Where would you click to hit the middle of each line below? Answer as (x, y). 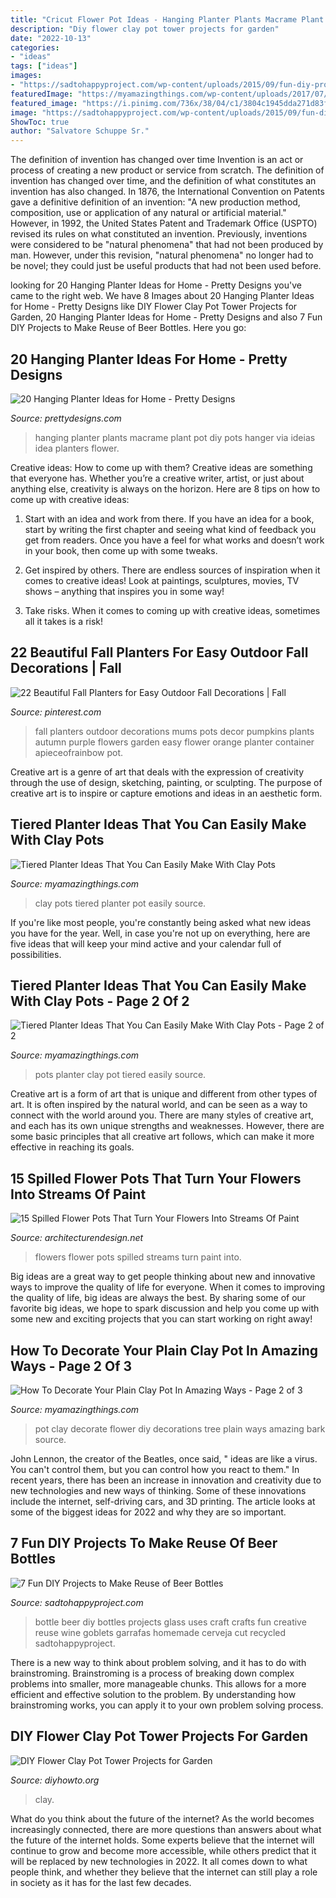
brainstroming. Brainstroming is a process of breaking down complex (152, 1673)
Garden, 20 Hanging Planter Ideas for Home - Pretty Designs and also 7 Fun (166, 317)
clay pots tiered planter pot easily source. (120, 903)
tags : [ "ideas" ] (44, 66)
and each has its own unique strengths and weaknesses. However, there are (167, 1126)
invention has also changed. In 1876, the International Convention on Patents (167, 192)
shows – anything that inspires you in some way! (124, 591)
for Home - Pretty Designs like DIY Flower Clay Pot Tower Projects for (154, 307)
